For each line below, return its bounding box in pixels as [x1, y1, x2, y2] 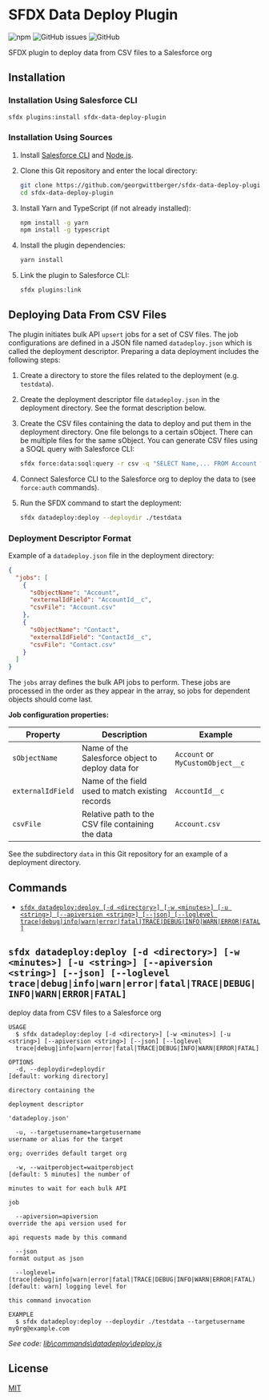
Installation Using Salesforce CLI [8, 95, 138, 106]
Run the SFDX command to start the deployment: [19, 498, 182, 508]
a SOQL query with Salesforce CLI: [19, 444, 134, 453]
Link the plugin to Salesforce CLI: [19, 271, 130, 280]
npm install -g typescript [19, 226, 110, 234]
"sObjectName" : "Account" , [29, 589, 120, 597]
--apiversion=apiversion [15, 1212, 98, 1221]
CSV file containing [81, 819, 155, 830]
